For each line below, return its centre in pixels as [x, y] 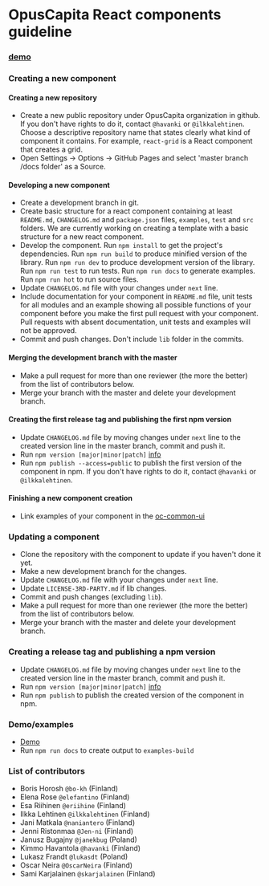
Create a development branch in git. [79, 203]
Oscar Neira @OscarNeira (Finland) [76, 865]
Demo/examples [41, 724]
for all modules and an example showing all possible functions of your [135, 305]
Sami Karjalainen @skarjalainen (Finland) [88, 874]
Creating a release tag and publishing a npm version [112, 652]
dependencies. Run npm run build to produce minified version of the [133, 254]
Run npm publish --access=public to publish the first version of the [131, 462]
